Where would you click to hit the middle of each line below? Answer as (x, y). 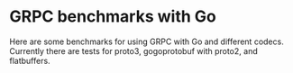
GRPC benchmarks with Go (113, 17)
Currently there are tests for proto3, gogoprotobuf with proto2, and (134, 50)
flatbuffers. (30, 60)
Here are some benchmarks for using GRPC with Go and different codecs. (146, 41)
